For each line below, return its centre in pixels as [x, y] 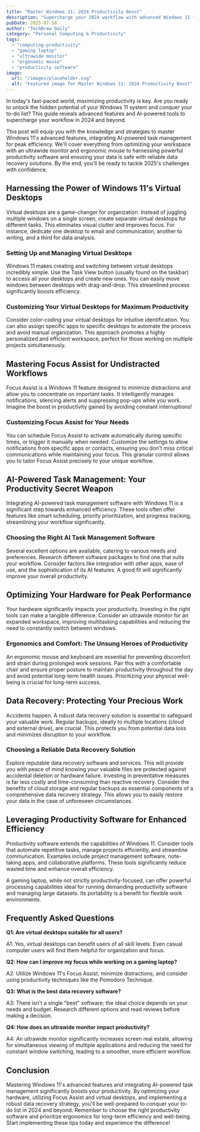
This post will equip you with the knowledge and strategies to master [90, 131]
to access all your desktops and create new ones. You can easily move [93, 279]
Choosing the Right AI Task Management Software [81, 538]
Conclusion [28, 1070]
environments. [24, 899]
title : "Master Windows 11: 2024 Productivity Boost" [74, 12]
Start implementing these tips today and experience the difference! [88, 1123]
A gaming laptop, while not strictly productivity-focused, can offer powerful [99, 880]
